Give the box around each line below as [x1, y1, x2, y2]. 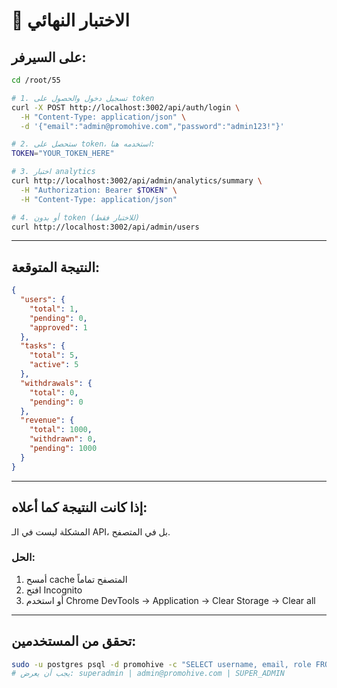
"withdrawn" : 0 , [29, 434, 98, 444]
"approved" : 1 [29, 322, 88, 333]
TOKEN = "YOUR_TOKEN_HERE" [11, 149, 115, 159]
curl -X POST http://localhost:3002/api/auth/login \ [11, 102, 241, 113]
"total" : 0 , [29, 387, 79, 398]
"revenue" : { [20, 415, 75, 426]
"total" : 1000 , [29, 425, 93, 435]
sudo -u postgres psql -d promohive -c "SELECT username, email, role [11, 659, 312, 669]
